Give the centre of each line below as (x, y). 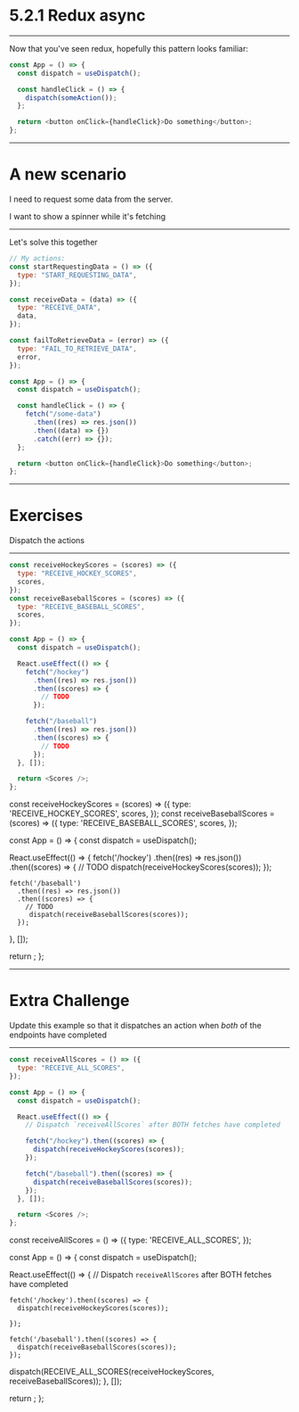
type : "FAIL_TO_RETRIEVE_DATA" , (77, 349)
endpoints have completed (58, 1035)
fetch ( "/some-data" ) (63, 414)
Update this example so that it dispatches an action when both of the (136, 1026)
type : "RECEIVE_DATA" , (59, 308)
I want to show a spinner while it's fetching (88, 216)
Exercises (46, 516)
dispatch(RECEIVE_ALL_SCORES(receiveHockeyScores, (112, 1372)
